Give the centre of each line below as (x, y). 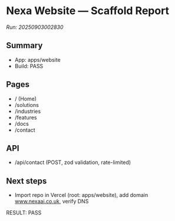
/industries (28, 111)
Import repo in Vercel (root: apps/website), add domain (81, 195)
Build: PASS (29, 66)
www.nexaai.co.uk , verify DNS (52, 202)
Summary (24, 46)
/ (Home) (26, 99)
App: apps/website (37, 59)
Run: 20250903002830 (35, 27)
